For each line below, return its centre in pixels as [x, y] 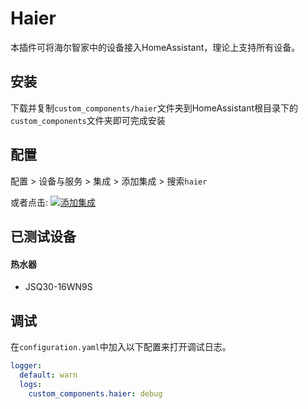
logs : [31, 384]
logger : [26, 365]
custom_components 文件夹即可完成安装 [88, 120]
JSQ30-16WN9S [58, 287]
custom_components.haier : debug [95, 393]
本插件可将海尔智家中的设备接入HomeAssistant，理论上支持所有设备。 [155, 47]
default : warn [48, 375]
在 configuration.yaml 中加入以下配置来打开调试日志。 [121, 346]
